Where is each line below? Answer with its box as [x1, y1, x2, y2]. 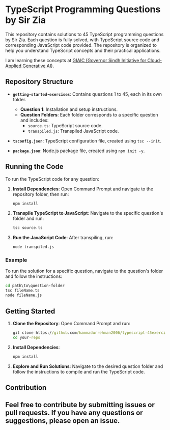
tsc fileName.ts [5, 288, 40, 293]
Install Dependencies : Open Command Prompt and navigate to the [12, 186, 154, 192]
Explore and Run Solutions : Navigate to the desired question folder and [12, 363, 163, 369]
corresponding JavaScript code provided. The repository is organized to [5, 42, 157, 48]
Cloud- [147, 57, 162, 63]
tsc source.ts [12, 225, 43, 231]
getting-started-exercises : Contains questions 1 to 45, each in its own [12, 91, 162, 97]
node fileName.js [5, 293, 42, 298]
